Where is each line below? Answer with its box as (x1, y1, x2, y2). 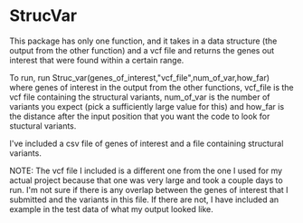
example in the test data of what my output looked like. (9, 203, 214, 214)
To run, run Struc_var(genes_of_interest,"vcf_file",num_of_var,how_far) (9, 72, 270, 82)
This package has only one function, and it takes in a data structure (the (9, 35, 278, 46)
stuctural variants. (9, 120, 77, 131)
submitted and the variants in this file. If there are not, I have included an (9, 194, 279, 205)
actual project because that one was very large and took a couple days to (9, 174, 283, 186)
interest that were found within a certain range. (9, 54, 185, 65)
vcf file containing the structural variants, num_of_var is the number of (9, 92, 270, 102)
